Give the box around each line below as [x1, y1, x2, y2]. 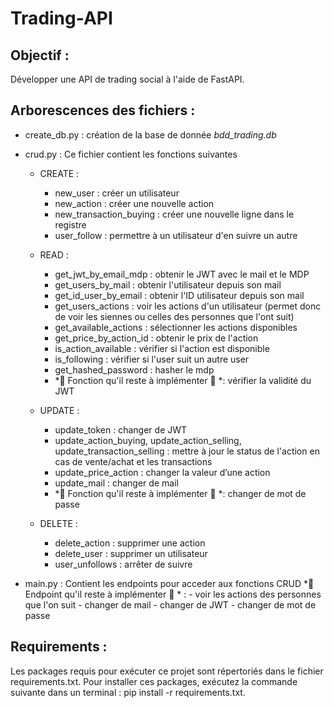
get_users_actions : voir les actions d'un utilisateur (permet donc [54, 300, 322, 312]
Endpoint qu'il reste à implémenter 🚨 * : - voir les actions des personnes [24, 588, 322, 600]
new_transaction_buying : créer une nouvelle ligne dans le [54, 208, 295, 220]
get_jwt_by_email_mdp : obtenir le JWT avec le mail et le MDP [54, 268, 310, 280]
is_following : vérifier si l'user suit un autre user [54, 353, 250, 365]
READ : [39, 248, 69, 261]
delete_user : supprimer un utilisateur [54, 547, 208, 559]
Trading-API [10, 7, 113, 30]
